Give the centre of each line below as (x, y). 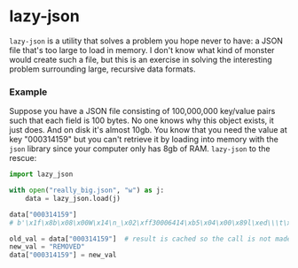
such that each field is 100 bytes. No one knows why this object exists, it (141, 120)
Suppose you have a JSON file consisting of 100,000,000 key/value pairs (142, 111)
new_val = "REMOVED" (47, 247)
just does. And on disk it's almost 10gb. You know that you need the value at (148, 130)
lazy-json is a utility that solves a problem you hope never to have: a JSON (146, 41)
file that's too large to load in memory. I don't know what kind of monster (142, 50)
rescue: (23, 158)
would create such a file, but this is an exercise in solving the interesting (141, 59)
